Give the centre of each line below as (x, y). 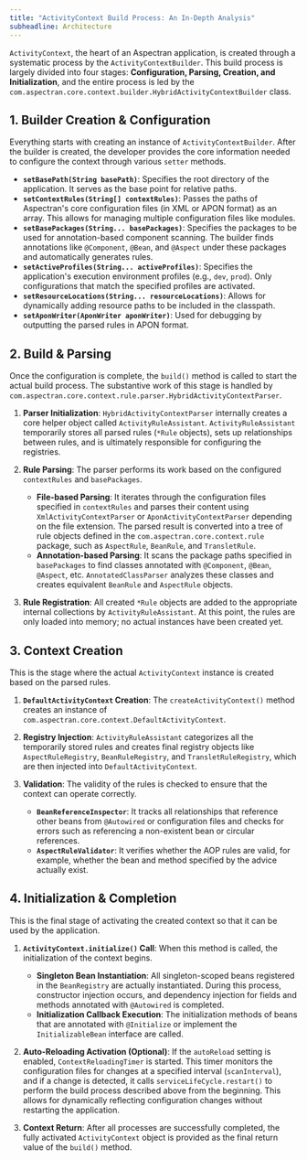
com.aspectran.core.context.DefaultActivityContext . (124, 719)
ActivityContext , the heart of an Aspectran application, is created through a (153, 52)
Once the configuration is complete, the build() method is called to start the (153, 376)
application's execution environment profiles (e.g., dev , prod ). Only (147, 276)
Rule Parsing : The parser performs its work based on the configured (152, 470)
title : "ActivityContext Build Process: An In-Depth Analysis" (132, 18)
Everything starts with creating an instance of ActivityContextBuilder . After (153, 142)
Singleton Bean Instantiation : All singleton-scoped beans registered (165, 975)
